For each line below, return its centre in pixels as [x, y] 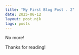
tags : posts [17, 24]
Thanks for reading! [25, 47]
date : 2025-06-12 [23, 14]
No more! [15, 38]
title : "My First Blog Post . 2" [40, 10]
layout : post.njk [23, 19]
